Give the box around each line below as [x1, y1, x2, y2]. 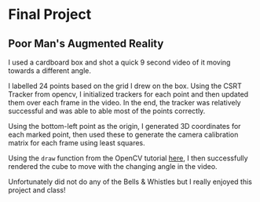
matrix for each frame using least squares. [8, 138, 145, 147]
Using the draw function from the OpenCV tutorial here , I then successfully [8, 153, 249, 163]
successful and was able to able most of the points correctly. [8, 106, 206, 116]
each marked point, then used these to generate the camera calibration [8, 130, 239, 139]
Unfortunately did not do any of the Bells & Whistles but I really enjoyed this [8, 177, 253, 186]
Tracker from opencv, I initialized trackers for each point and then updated [8, 90, 249, 99]
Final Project [8, 6, 92, 24]
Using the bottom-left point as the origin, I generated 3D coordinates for [8, 122, 241, 130]
